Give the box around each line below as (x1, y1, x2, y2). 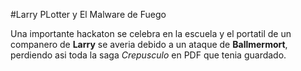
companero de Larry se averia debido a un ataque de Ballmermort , (10, 39, 288, 50)
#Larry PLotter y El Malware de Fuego (10, 9, 167, 20)
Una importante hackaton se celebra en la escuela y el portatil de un (10, 28, 292, 39)
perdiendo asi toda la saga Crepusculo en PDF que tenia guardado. (10, 49, 287, 61)
